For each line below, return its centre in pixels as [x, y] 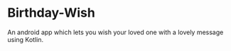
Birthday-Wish [52, 13]
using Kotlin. [26, 39]
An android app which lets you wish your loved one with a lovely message [116, 32]
